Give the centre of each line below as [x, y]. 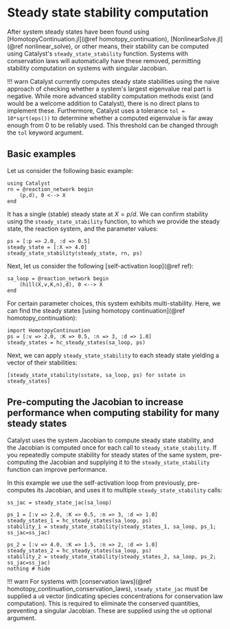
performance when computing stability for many [113, 413]
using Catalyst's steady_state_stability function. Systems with [98, 54]
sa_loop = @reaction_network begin [58, 278]
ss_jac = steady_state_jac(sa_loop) [59, 503]
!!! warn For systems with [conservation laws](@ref [79, 581]
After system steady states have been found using [78, 32]
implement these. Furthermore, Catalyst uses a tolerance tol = [96, 111]
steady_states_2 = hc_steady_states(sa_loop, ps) [80, 551]
